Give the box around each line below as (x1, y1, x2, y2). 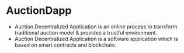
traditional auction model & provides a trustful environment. (14, 29, 158, 36)
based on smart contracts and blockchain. (14, 41, 116, 48)
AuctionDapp (6, 4, 72, 17)
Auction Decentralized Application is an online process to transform (14, 23, 178, 30)
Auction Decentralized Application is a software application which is (14, 35, 178, 42)
